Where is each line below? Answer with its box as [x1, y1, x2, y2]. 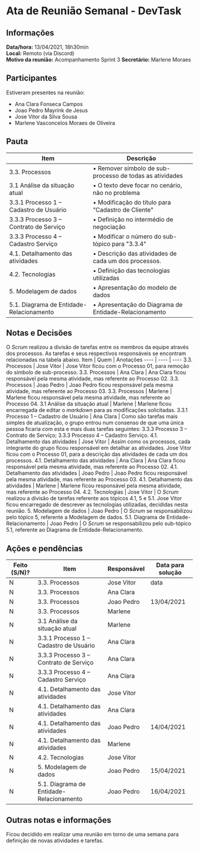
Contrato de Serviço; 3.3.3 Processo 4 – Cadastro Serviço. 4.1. [6, 432, 158, 439]
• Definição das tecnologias [92, 266, 171, 274]
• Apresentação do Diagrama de [92, 301, 183, 309]
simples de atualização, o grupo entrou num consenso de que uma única [6, 419, 184, 426]
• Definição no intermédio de [92, 215, 174, 223]
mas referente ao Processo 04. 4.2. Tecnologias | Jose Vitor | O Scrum [6, 488, 179, 496]
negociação [92, 222, 126, 231]
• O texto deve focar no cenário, [92, 181, 182, 189]
